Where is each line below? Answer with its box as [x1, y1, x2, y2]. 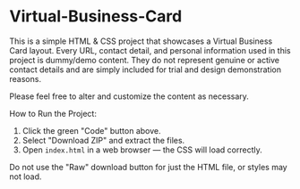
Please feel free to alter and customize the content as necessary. [9, 91, 249, 102]
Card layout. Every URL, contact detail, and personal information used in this [9, 45, 291, 55]
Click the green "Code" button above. [21, 125, 161, 136]
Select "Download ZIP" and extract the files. [21, 135, 185, 145]
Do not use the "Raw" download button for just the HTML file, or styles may [9, 161, 288, 172]
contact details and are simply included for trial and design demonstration [9, 64, 282, 75]
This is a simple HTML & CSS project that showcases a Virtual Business [9, 36, 273, 46]
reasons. [9, 73, 42, 84]
